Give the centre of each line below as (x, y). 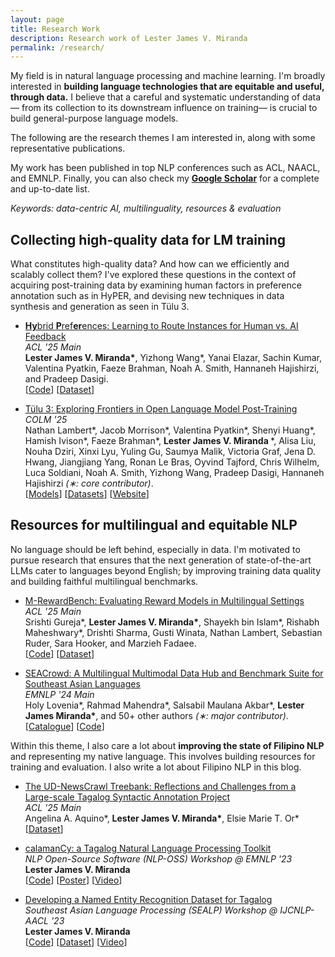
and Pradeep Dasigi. (66, 379)
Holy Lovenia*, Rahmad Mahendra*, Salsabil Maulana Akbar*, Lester (164, 705)
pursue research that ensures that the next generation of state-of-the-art (161, 560)
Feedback (45, 337)
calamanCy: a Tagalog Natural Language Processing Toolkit (148, 848)
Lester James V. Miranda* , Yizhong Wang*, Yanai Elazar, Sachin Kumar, (173, 358)
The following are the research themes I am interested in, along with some (163, 138)
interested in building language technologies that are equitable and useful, (167, 87)
